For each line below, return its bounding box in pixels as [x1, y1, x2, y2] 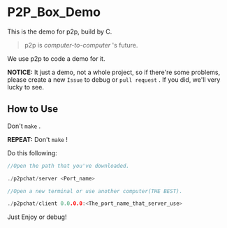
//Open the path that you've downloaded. [7, 162, 130, 169]
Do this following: [7, 148, 57, 157]
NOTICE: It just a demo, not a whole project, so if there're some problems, [7, 68, 221, 76]
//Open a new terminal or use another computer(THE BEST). [7, 187, 183, 194]
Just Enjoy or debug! [7, 213, 67, 221]
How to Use [7, 103, 59, 115]
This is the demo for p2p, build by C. [7, 27, 112, 36]
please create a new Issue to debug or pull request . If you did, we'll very [7, 75, 221, 84]
